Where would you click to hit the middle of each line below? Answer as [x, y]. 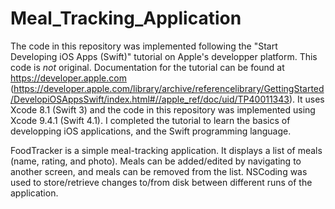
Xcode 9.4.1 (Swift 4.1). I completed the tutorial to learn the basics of [150, 120]
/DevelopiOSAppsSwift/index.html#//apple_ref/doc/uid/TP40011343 [150, 99]
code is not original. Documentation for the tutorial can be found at [147, 67]
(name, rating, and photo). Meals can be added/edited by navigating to [156, 161]
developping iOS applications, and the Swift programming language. [151, 131]
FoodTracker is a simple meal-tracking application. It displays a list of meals [166, 150]
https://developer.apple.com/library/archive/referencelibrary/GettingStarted [169, 88]
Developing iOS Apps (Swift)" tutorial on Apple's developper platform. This [164, 56]
